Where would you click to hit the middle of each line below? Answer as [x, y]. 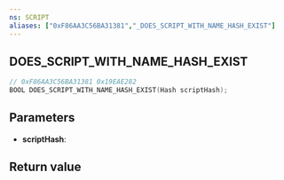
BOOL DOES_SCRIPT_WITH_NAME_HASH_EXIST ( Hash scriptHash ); [118, 90]
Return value [45, 167]
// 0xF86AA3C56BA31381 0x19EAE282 [73, 82]
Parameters [42, 117]
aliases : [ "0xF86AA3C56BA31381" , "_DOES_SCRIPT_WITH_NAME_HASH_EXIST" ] [142, 26]
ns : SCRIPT [29, 17]
